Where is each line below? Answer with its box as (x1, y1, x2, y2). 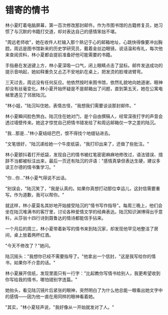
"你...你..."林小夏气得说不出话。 (5, 174, 69, 181)
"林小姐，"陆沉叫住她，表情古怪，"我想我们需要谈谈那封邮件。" (5, 102, 136, 109)
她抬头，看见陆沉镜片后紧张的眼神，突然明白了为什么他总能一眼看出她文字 (5, 287, 158, 293)
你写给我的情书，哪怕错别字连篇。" (5, 276, 77, 282)
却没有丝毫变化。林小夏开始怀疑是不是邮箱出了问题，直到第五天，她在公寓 (5, 85, 158, 91)
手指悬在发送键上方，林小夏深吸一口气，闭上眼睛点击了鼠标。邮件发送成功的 (5, 62, 163, 68)
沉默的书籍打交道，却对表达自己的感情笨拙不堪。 (18, 28, 119, 34)
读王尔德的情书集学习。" (5, 164, 56, 170)
